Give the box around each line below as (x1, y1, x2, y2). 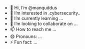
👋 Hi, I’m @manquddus (9, 5, 57, 10)
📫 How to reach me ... (9, 26, 56, 32)
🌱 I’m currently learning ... (9, 15, 63, 21)
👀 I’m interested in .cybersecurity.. (9, 10, 81, 16)
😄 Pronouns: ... (9, 33, 42, 39)
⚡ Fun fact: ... (9, 39, 37, 45)
